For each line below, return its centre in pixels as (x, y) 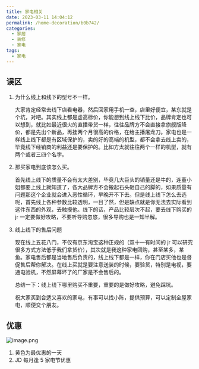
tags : (13, 51)
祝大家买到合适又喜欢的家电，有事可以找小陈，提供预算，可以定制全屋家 (103, 297)
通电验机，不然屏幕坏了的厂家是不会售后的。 (70, 272)
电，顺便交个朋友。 (38, 305)
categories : (21, 28)
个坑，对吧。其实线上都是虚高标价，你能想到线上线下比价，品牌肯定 (98, 117)
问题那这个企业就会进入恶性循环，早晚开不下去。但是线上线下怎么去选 (101, 195)
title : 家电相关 (24, 12)
